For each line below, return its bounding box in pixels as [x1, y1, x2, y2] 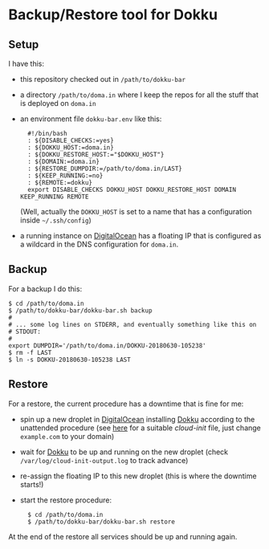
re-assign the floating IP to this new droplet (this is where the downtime [19, 471, 257, 481]
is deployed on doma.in [19, 99, 96, 108]
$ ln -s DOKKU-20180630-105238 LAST [8, 356, 131, 364]
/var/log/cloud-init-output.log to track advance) [19, 455, 189, 465]
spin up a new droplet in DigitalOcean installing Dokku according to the [19, 414, 255, 424]
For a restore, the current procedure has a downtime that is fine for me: [8, 399, 244, 409]
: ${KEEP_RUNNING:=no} [27, 172, 104, 180]
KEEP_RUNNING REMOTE [19, 193, 89, 201]
